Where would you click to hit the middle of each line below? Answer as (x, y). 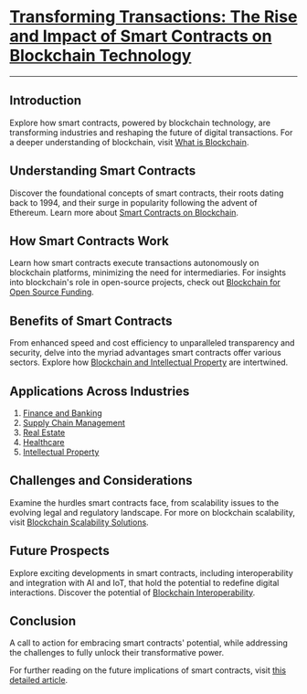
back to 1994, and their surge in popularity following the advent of (133, 202)
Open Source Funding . (52, 292)
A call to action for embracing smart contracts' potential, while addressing (148, 643)
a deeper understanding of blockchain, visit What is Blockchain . (129, 142)
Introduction (46, 101)
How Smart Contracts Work (89, 241)
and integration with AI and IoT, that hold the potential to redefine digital (144, 582)
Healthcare (44, 442)
